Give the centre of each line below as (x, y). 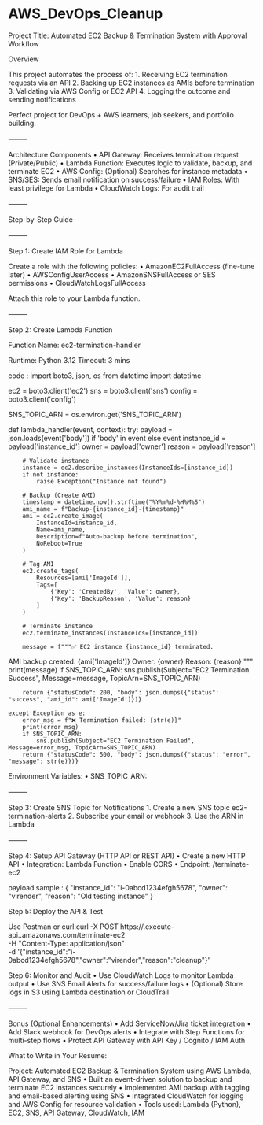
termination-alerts (37, 816)
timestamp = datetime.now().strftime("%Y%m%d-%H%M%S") (114, 502)
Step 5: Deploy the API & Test (56, 911)
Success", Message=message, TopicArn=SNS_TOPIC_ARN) (104, 678)
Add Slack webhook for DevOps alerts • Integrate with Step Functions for (126, 1031)
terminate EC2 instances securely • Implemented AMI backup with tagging (129, 1087)
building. (22, 123)
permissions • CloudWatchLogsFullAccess (77, 283)
